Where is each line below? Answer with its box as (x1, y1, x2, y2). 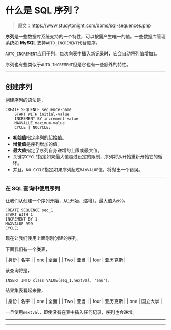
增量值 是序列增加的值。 (12, 141, 62, 147)
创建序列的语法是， (5, 97, 46, 103)
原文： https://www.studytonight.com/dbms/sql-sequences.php (17, 22, 151, 29)
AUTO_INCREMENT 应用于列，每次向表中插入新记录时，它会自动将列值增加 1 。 (5, 50, 160, 57)
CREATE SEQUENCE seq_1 (5, 208, 53, 213)
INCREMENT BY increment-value (14, 116, 79, 121)
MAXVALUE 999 (5, 221, 33, 227)
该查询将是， (5, 268, 32, 274)
